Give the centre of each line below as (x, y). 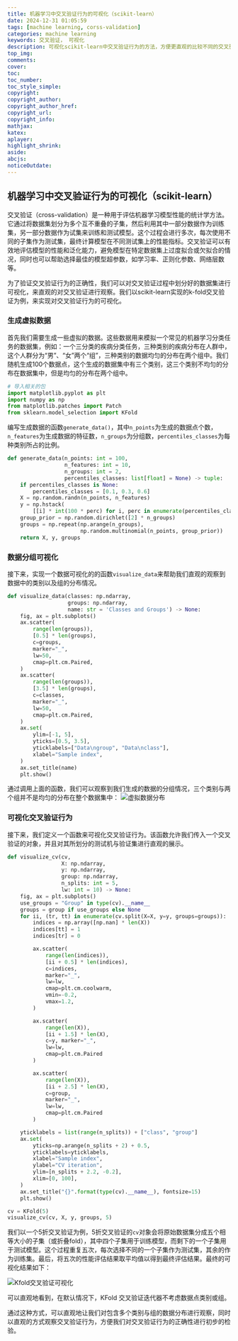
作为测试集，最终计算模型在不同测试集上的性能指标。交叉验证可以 (128, 241)
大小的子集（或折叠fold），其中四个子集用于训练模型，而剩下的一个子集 (117, 1241)
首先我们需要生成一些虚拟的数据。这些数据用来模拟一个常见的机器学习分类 (116, 337)
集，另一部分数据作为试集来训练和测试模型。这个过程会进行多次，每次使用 (116, 232)
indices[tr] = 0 (57, 936)
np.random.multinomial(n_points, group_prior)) (152, 531)
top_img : (20, 54)
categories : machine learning (52, 34)
